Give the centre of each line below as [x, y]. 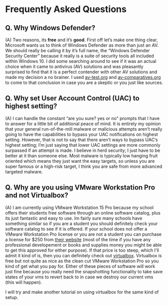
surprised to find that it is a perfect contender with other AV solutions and [81, 72]
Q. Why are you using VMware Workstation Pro [80, 188]
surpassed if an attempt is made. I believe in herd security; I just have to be [83, 150]
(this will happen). [24, 282]
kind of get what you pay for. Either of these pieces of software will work [80, 266]
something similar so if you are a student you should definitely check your [81, 223]
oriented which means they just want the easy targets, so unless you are [80, 161]
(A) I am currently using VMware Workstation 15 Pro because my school [79, 208]
